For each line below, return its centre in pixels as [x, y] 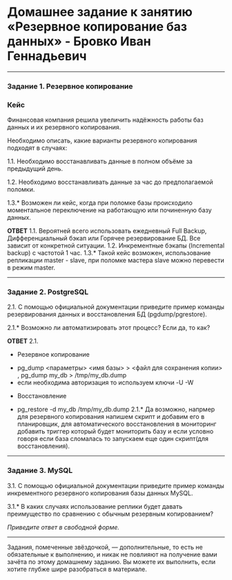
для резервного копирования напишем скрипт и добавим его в [111, 417]
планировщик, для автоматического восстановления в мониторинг [117, 424]
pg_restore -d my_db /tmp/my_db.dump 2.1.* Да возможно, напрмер [116, 409]
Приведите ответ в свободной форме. [63, 527]
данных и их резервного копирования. [64, 127]
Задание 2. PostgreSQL [48, 292]
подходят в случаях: [37, 148]
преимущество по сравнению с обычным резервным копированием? [110, 514]
